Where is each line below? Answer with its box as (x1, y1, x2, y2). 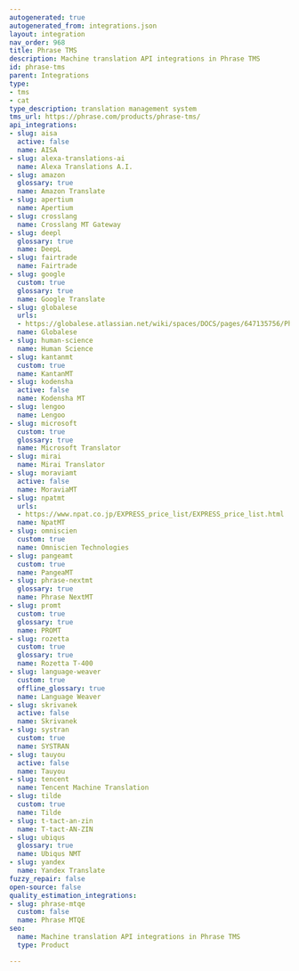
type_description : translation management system (9, 104, 198, 113)
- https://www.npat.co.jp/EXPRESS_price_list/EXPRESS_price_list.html (17, 510, 285, 519)
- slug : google (9, 270, 66, 279)
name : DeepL (17, 245, 62, 254)
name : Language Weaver (17, 692, 101, 701)
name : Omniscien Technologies (17, 543, 129, 552)
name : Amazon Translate (17, 187, 105, 196)
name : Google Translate (17, 295, 105, 304)
